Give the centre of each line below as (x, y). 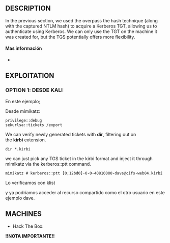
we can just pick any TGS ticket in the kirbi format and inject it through (79, 158)
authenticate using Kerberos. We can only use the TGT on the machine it (81, 31)
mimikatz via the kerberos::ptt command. (48, 164)
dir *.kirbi (18, 149)
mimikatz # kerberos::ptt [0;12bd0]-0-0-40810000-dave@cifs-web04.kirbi (84, 173)
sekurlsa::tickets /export (34, 125)
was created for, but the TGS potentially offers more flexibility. (70, 37)
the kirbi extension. (26, 140)
